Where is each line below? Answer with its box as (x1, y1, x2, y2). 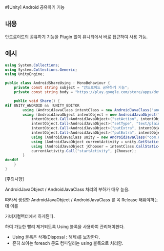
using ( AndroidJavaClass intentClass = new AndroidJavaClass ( (22, 107, 152, 112)
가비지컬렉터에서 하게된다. (5, 213, 55, 219)
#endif (5, 158, 19, 163)
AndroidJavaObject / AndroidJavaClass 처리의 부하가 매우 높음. (5, 186, 130, 192)
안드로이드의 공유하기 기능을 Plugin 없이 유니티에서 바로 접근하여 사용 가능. (5, 34, 148, 40)
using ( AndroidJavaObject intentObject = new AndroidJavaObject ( (22, 112, 159, 117)
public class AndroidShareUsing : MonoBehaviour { (5, 81, 110, 85)
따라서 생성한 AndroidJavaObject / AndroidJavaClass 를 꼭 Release (5, 197, 138, 203)
